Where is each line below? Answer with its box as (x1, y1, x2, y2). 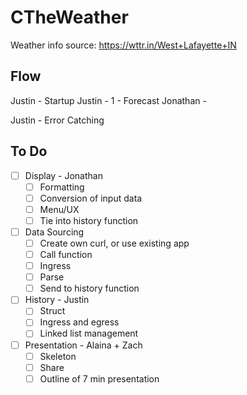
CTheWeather (10, 6, 129, 29)
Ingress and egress (39, 316, 120, 328)
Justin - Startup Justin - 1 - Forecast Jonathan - (10, 94, 207, 106)
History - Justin (24, 294, 90, 306)
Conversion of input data (39, 192, 143, 204)
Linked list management (39, 327, 139, 340)
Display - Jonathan (24, 169, 103, 181)
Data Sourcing (24, 226, 85, 238)
